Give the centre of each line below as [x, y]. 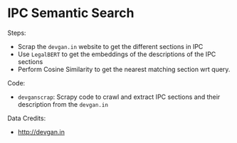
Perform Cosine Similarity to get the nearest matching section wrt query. [124, 69]
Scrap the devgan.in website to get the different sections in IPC [110, 46]
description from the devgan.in [63, 104]
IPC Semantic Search [71, 13]
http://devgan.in [41, 132]
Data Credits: [27, 118]
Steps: [17, 33]
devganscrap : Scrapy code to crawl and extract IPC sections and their [119, 97]
